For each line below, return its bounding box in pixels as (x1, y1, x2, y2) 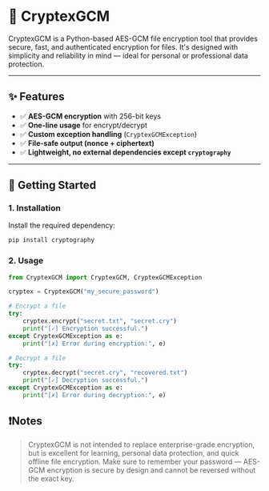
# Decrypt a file (8, 354, 66, 362)
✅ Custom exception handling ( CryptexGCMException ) (19, 129, 198, 139)
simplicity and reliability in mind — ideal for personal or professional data (8, 50, 248, 60)
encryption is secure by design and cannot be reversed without (46, 465, 256, 475)
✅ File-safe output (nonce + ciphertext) (19, 138, 155, 147)
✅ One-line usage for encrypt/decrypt (19, 120, 148, 130)
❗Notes (8, 414, 42, 428)
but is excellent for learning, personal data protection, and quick (27, 448, 239, 457)
